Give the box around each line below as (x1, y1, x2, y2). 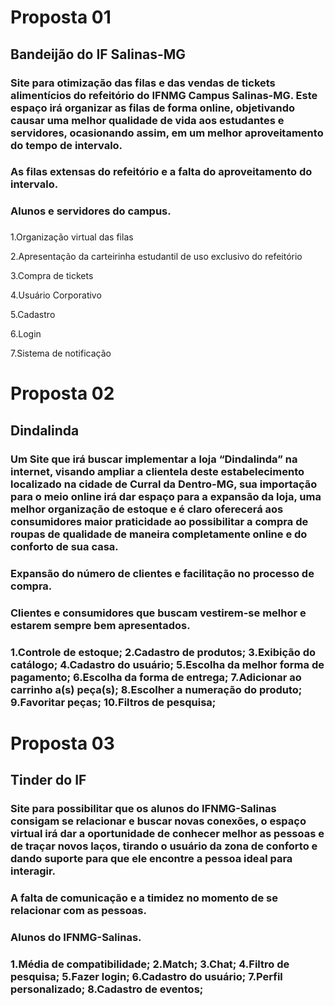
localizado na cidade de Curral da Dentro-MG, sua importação (10, 477, 318, 491)
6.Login (10, 328, 42, 340)
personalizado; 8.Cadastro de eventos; (10, 982, 204, 996)
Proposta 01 (10, 6, 112, 29)
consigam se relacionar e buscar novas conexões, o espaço (10, 814, 307, 828)
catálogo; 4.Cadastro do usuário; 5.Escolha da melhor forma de (10, 657, 325, 671)
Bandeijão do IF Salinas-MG (10, 46, 187, 63)
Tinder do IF (10, 772, 87, 789)
